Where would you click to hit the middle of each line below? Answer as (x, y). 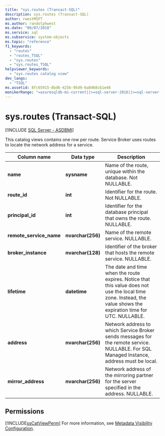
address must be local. (131, 361)
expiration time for (126, 310)
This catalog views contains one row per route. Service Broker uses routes (81, 140)
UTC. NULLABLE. (125, 316)
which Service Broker (130, 331)
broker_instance (27, 253)
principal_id (22, 215)
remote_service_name (34, 235)
